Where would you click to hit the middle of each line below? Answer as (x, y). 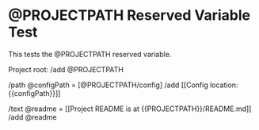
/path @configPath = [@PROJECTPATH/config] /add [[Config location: (123, 85)
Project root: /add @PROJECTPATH (66, 69)
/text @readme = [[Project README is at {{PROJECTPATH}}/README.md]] (130, 109)
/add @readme (32, 117)
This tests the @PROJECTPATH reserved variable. (90, 54)
